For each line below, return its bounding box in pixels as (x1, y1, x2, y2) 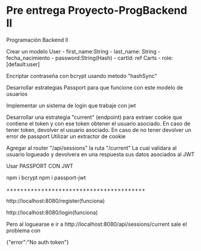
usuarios (6, 90, 28, 97)
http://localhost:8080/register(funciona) (6, 197, 105, 204)
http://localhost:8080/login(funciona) (6, 208, 98, 216)
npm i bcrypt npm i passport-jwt (6, 174, 86, 181)
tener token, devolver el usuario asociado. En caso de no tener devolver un (6, 126, 192, 133)
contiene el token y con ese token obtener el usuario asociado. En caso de (6, 119, 191, 127)
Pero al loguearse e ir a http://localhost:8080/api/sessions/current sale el (6, 220, 187, 228)
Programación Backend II (6, 36, 69, 43)
